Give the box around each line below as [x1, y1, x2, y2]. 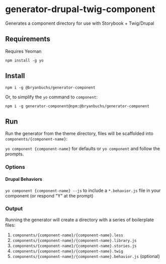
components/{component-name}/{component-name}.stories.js [12, 243, 137, 248]
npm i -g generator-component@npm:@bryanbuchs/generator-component [5, 103, 150, 109]
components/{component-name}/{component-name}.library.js [12, 238, 137, 243]
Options [5, 164, 25, 171]
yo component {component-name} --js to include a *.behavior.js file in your [5, 187, 161, 193]
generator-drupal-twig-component [5, 4, 155, 15]
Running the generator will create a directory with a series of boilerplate [5, 217, 154, 223]
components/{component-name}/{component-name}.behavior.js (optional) [12, 253, 160, 259]
